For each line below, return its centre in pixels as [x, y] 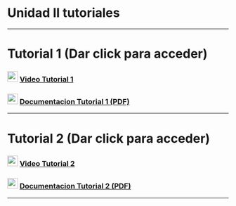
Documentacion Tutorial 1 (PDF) [74, 101]
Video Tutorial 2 [47, 164]
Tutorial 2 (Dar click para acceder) [109, 138]
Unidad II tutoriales [64, 13]
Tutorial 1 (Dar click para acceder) [107, 54]
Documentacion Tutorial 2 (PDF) [75, 186]
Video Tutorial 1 [46, 79]
